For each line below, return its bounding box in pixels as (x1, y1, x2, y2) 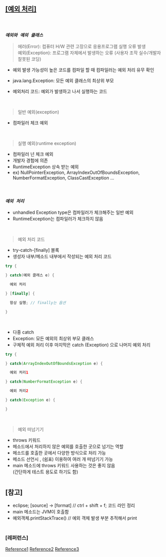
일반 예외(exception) (17, 109, 60, 115)
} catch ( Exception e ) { (5, 397, 56, 403)
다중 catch (12, 329, 34, 335)
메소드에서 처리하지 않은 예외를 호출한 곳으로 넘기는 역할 (12, 443, 124, 450)
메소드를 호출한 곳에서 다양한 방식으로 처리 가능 (12, 450, 106, 456)
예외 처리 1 (10, 370, 29, 375)
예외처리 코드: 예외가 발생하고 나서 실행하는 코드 (12, 88, 107, 95)
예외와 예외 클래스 (5, 32, 44, 38)
